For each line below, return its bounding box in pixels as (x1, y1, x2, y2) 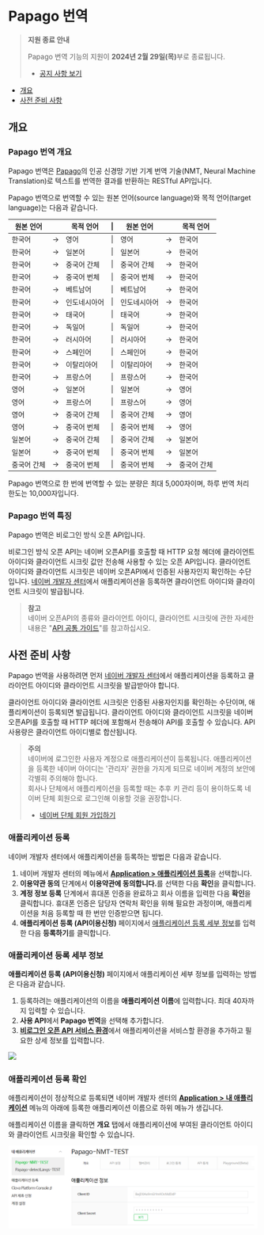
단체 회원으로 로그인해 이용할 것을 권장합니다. (42, 794, 182, 803)
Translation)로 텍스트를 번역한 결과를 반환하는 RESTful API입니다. (8, 176, 213, 185)
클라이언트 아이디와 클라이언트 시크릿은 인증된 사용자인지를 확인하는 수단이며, (8, 698, 247, 707)
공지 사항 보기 (39, 68, 82, 78)
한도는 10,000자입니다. (8, 489, 79, 498)
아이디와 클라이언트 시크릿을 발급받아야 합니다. (35, 680, 179, 690)
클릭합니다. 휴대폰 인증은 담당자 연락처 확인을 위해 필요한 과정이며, (19, 898, 224, 908)
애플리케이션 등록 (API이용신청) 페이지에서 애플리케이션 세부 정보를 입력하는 (8, 970, 243, 979)
